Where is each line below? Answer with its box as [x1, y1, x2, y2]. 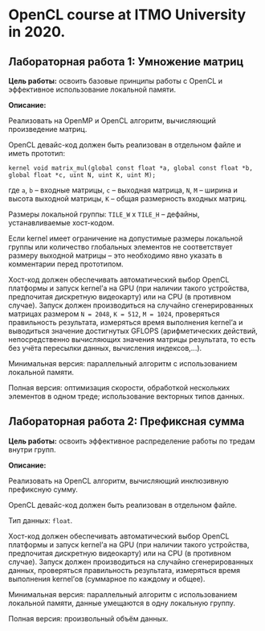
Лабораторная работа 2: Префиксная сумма [8, 414, 245, 428]
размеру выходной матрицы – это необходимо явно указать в [8, 251, 222, 260]
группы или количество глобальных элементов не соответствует [8, 242, 233, 251]
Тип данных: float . [8, 515, 73, 525]
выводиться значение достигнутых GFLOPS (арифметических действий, [8, 326, 259, 336]
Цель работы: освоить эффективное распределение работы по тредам [8, 436, 255, 446]
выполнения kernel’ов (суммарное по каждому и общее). [8, 574, 206, 584]
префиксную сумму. [8, 485, 79, 494]
